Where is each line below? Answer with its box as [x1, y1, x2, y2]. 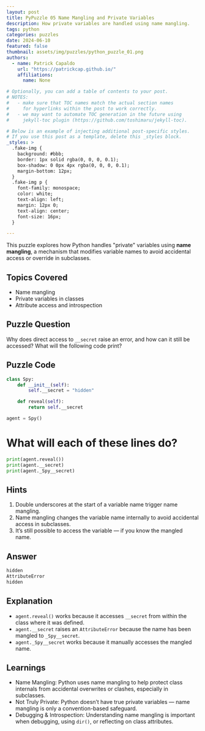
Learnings [6, 662, 46, 673]
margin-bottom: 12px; [17, 168, 72, 174]
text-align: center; [17, 208, 70, 214]
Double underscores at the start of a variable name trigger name [15, 501, 178, 508]
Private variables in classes [15, 295, 84, 302]
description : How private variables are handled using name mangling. [6, 20, 190, 26]
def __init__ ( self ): [17, 381, 70, 388]
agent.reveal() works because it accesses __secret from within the [15, 612, 187, 619]
